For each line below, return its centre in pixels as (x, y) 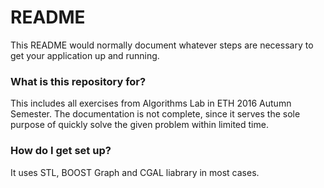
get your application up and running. (85, 55)
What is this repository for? (78, 81)
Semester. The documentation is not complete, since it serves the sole (155, 114)
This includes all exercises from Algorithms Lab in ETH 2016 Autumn (151, 103)
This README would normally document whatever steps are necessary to (162, 45)
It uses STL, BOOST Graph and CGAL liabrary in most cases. (135, 172)
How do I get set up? (61, 151)
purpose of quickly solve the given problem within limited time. (139, 125)
